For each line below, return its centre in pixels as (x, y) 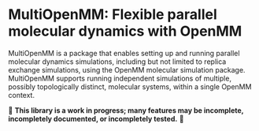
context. (22, 95)
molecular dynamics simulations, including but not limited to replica (117, 62)
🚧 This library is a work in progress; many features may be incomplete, (126, 110)
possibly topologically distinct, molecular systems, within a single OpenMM (130, 86)
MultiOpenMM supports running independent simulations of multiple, (120, 78)
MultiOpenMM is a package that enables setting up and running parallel (124, 53)
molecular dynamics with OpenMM (125, 31)
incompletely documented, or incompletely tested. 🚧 (96, 118)
